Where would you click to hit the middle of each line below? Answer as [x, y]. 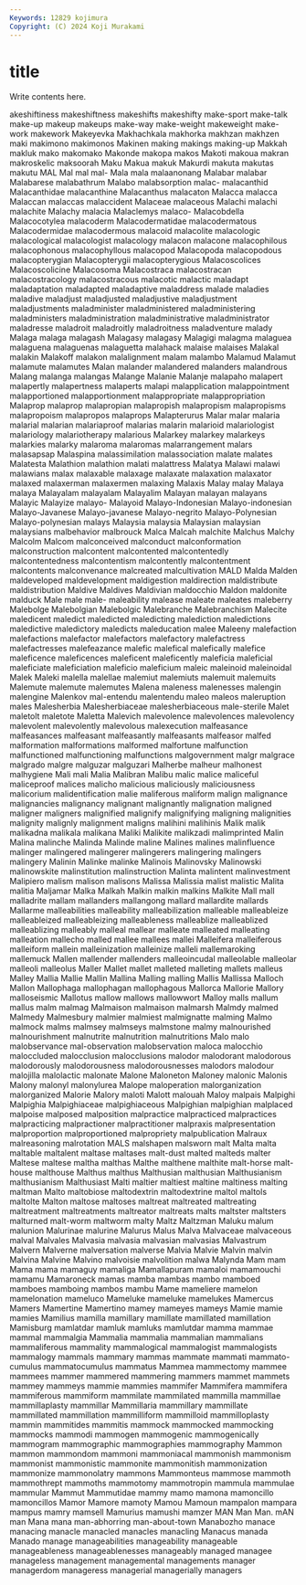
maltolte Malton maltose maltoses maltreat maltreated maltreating [133, 1201]
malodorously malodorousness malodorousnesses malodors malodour [142, 1066]
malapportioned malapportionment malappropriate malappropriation [137, 396]
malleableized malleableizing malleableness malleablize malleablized [139, 920]
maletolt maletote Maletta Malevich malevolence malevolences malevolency [152, 716]
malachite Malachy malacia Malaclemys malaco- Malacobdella [127, 212]
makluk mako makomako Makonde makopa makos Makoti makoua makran [149, 153]
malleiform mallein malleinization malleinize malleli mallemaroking [132, 949]
